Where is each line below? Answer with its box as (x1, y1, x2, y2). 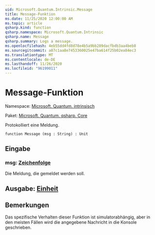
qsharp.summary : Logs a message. (5, 39, 73, 44)
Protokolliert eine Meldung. (5, 122, 59, 128)
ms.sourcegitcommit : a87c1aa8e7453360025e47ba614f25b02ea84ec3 (5, 48, 136, 53)
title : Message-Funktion (5, 12, 56, 17)
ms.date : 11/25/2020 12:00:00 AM (5, 16, 73, 21)
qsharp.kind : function (5, 25, 51, 30)
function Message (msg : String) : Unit (5, 131, 89, 137)
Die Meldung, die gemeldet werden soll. (5, 170, 85, 176)
